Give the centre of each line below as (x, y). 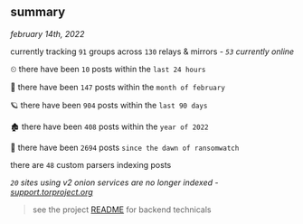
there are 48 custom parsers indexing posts (91, 164)
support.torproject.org (52, 191)
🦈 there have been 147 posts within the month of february (118, 87)
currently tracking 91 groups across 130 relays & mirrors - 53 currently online (152, 51)
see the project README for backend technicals (122, 210)
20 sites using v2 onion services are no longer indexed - (114, 182)
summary (38, 12)
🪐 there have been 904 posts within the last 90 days (109, 105)
